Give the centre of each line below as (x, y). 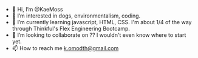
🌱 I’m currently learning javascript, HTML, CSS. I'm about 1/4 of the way (102, 22)
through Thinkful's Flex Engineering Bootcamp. (71, 28)
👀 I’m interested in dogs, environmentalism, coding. (76, 16)
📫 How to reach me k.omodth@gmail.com (65, 48)
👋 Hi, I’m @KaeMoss (37, 9)
